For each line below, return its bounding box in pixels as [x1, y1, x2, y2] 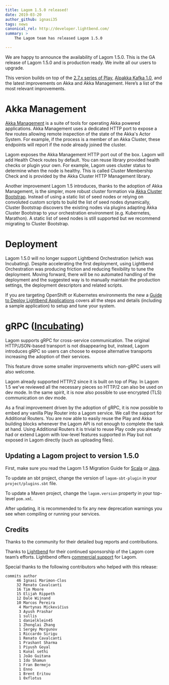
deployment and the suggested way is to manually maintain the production [5, 277, 160, 283]
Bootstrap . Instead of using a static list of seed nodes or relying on [5, 193, 144, 199]
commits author [5, 574, 37, 579]
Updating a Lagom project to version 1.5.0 [5, 452, 139, 460]
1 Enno [18, 667, 33, 672]
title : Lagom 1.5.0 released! [5, 7, 69, 13]
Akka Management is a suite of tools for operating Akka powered [5, 120, 140, 126]
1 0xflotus [18, 676, 42, 681]
